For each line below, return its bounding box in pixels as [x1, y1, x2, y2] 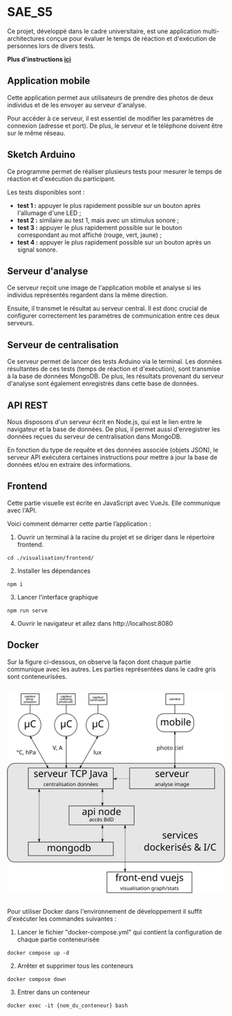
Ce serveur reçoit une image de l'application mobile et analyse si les [7, 284, 202, 292]
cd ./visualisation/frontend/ [7, 554, 95, 562]
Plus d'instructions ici [7, 55, 71, 63]
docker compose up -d [7, 949, 70, 957]
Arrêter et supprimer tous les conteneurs [17, 961, 133, 970]
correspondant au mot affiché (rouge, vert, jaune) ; [17, 231, 162, 239]
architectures [7, 34, 45, 42]
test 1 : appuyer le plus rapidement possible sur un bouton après [17, 201, 201, 209]
